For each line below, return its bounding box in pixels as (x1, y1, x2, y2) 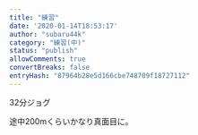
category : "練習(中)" (9, 38, 86, 47)
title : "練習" (9, 13, 60, 22)
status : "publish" (9, 46, 78, 55)
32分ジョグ (9, 97, 51, 107)
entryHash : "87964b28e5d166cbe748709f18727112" (9, 72, 191, 80)
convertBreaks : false (9, 63, 90, 72)
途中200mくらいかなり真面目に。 (9, 115, 133, 126)
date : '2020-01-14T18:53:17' (9, 21, 118, 30)
